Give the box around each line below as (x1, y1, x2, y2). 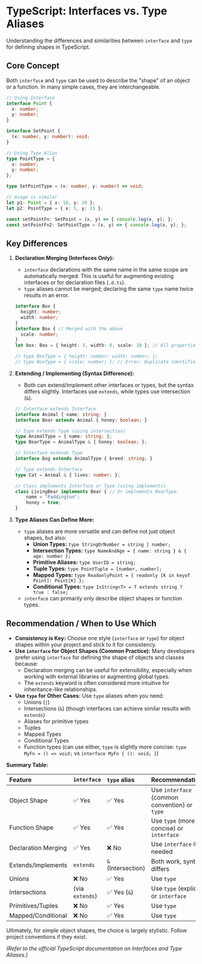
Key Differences (6, 238, 68, 249)
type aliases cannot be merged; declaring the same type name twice (23, 285, 194, 292)
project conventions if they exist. (6, 933, 87, 940)
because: (14, 660, 38, 667)
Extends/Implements (9, 860, 68, 869)
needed (151, 847, 173, 856)
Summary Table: (6, 761, 49, 768)
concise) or (151, 824, 183, 832)
